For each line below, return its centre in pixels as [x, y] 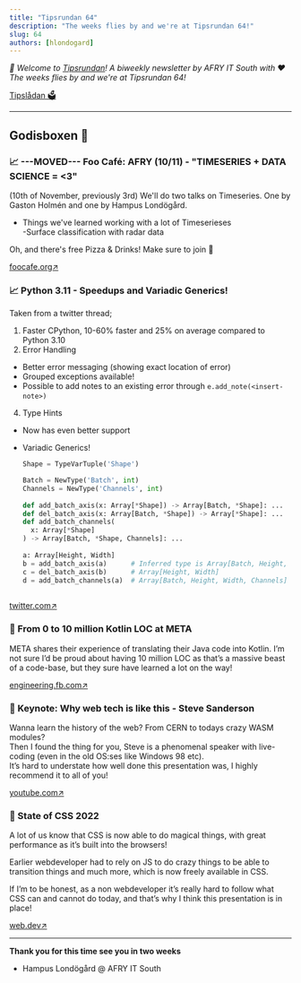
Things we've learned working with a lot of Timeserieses [127, 222]
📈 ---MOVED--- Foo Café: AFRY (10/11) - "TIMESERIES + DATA [148, 161]
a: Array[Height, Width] [69, 555]
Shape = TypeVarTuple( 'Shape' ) [81, 464]
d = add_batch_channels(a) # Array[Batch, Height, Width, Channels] [155, 580]
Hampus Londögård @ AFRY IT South [91, 969]
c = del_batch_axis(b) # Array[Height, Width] [120, 572]
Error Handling [49, 349]
